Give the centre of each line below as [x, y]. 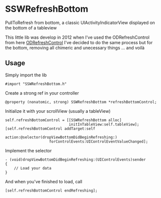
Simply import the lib [26, 75]
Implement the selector [28, 150]
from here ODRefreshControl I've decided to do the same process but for [79, 42]
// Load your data [33, 168]
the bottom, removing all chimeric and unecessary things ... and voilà [75, 48]
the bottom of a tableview [31, 27]
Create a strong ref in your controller [42, 93]
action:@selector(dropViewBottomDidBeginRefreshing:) [61, 137]
